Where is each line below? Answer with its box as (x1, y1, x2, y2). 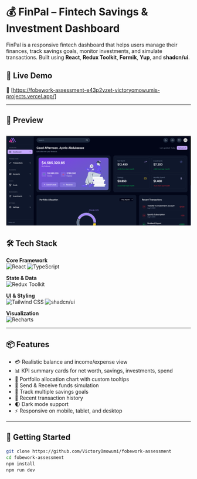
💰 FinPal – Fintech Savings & (6, 5, 148, 19)
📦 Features (6, 340, 50, 350)
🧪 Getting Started (6, 432, 71, 442)
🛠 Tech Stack (6, 238, 57, 248)
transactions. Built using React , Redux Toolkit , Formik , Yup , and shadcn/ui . (6, 54, 190, 61)
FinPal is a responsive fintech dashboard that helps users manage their (6, 41, 178, 48)
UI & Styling (6, 292, 35, 300)
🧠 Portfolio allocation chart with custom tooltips (14, 375, 130, 383)
